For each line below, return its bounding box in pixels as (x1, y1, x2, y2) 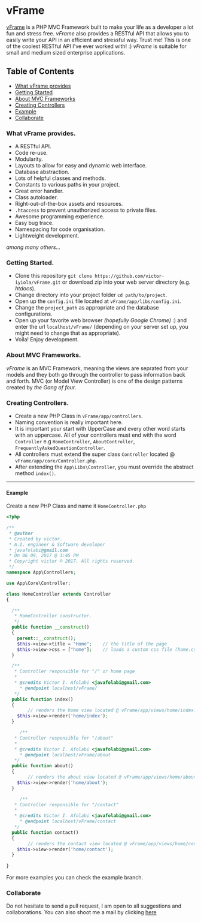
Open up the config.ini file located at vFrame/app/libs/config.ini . (14, 298, 182, 305)
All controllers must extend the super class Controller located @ (14, 451, 175, 458)
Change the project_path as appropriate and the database (14, 304, 159, 311)
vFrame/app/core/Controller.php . (14, 457, 98, 464)
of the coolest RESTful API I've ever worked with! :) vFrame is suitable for (6, 43, 187, 50)
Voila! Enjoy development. (14, 336, 79, 343)
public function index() (11, 696, 74, 702)
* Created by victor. (8, 536, 63, 542)
